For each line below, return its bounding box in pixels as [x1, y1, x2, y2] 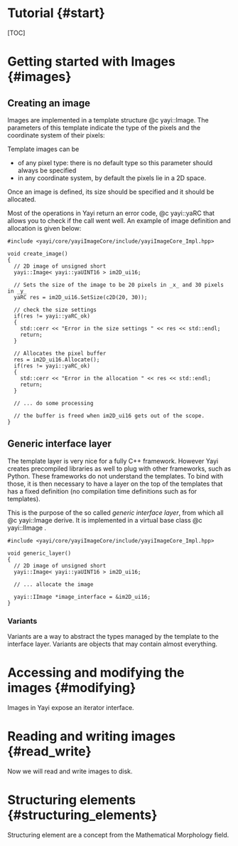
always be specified [17, 166, 77, 174]
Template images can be [7, 145, 80, 153]
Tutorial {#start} [7, 5, 105, 21]
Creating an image [7, 97, 91, 109]
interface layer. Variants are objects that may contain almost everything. [7, 639, 218, 649]
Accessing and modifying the [7, 664, 185, 681]
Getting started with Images [7, 53, 175, 70]
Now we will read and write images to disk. [7, 767, 133, 775]
